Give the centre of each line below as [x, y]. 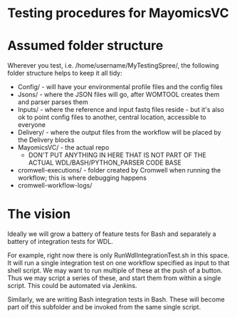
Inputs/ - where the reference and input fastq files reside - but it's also [121, 110]
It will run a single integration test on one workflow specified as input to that [118, 263]
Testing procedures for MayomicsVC [118, 13]
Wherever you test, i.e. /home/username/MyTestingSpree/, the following [113, 66]
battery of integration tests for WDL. [60, 242]
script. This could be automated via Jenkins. [72, 286]
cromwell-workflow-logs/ [55, 185]
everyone [32, 125]
